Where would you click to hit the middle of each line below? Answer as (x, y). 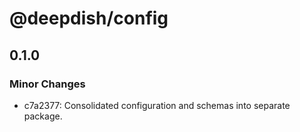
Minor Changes (47, 84)
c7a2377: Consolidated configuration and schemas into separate (157, 105)
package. (43, 116)
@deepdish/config (89, 18)
